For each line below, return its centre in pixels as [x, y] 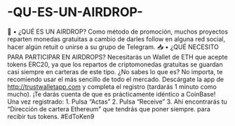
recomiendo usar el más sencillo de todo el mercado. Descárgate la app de [116, 79]
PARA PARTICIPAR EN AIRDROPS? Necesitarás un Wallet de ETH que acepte [117, 57]
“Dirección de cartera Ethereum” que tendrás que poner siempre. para [109, 108]
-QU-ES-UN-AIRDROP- [75, 12]
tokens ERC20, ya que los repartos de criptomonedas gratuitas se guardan [115, 64]
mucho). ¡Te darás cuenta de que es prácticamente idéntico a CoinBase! [112, 94]
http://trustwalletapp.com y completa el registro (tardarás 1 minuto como [112, 86]
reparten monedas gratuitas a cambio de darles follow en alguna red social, [116, 38]
